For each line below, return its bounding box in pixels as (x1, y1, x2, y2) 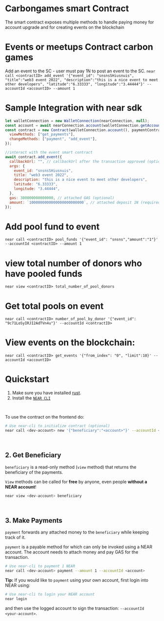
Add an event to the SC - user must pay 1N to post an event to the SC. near (5, 68, 156, 74)
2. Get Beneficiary (5, 451, 61, 460)
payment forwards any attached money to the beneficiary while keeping (5, 529, 149, 535)
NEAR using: (5, 582, 30, 588)
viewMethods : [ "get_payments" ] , (9, 132, 76, 137)
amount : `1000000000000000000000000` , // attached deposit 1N (9, 200, 139, 205)
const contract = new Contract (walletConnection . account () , (5, 128, 130, 133)
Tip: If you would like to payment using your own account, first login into (5, 577, 149, 583)
